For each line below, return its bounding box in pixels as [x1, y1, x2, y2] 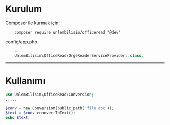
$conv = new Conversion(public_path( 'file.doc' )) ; [5, 106, 114, 111]
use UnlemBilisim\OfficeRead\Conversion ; [5, 92, 94, 97]
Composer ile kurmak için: [5, 20, 60, 26]
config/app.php [5, 39, 38, 45]
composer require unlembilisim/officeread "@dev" [14, 29, 121, 35]
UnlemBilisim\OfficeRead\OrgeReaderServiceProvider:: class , [14, 53, 144, 58]
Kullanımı [5, 75, 46, 86]
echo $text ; [5, 115, 30, 120]
